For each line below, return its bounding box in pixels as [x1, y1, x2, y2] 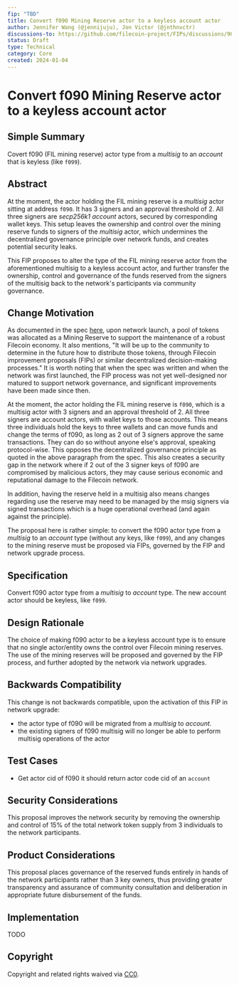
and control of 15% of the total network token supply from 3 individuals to [7, 820, 223, 830]
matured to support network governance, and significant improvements [7, 379, 217, 387]
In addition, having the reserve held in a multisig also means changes [7, 489, 210, 499]
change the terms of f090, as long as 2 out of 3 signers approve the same [7, 430, 224, 439]
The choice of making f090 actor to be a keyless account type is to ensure [7, 635, 226, 644]
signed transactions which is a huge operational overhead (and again [7, 505, 210, 514]
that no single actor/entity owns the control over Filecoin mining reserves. [7, 643, 223, 652]
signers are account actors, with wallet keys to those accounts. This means [7, 415, 228, 424]
